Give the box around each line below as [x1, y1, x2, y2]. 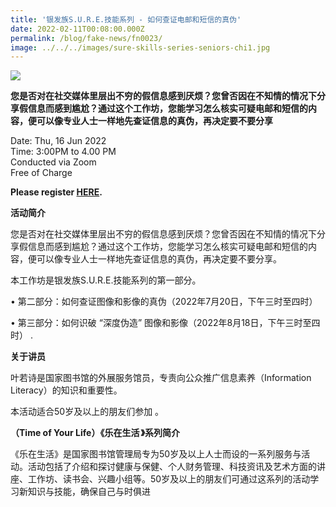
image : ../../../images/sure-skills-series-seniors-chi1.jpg [10, 42, 271, 53]
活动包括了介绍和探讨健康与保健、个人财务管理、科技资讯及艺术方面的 [27, 461, 317, 473]
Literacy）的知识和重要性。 [10, 384, 123, 396]
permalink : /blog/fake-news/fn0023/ [10, 33, 163, 43]
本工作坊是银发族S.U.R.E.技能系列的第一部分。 [10, 274, 202, 286]
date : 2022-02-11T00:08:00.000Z [10, 24, 145, 34]
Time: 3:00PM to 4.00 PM [10, 146, 117, 158]
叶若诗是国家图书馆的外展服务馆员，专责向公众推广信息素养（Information [10, 372, 312, 384]
